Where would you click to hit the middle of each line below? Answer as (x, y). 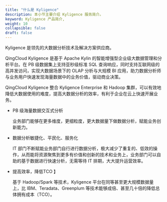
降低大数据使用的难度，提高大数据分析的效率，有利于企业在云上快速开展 (79, 94)
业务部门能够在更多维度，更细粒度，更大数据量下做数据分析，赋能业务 (84, 121)
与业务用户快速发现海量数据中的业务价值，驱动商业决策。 (64, 77)
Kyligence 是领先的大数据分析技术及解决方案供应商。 (60, 48)
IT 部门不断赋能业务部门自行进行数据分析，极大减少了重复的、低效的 (83, 148)
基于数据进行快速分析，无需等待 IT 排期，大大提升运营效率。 (83, 161)
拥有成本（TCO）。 (36, 194)
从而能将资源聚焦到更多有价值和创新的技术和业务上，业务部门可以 (89, 154)
